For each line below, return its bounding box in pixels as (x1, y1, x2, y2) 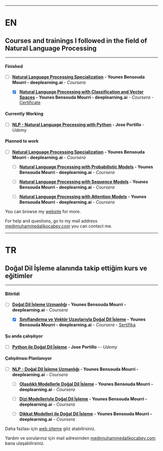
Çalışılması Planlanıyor (5, 355, 52, 361)
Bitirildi (5, 291, 20, 296)
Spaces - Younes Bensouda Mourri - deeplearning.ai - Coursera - (19, 94, 154, 100)
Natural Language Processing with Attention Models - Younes (19, 193, 147, 199)
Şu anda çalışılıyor (5, 333, 43, 339)
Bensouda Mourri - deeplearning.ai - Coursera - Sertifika (19, 322, 136, 328)
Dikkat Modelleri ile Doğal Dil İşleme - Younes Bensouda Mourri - (19, 411, 152, 417)
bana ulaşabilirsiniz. (5, 440, 45, 446)
